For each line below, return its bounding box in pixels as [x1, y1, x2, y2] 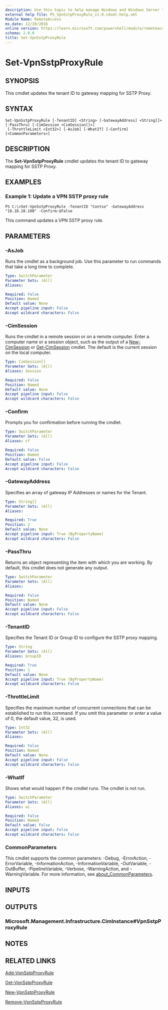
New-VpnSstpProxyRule [5, 989, 55, 995]
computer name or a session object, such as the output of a [5, 339, 128, 345]
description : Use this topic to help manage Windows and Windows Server [5, 7, 160, 13]
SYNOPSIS [5, 77, 39, 85]
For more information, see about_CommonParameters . [41, 871, 153, 877]
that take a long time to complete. [5, 264, 74, 270]
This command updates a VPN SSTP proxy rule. [5, 218, 103, 224]
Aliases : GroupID [5, 654, 41, 659]
